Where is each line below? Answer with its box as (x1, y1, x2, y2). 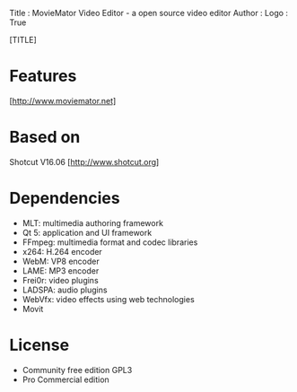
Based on (9, 127, 81, 147)
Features (9, 66, 77, 86)
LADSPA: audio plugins (22, 284, 108, 295)
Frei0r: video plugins (22, 274, 99, 285)
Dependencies (9, 188, 120, 209)
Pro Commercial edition (22, 374, 109, 385)
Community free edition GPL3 (22, 364, 133, 375)
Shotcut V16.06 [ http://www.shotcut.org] (9, 156, 160, 167)
